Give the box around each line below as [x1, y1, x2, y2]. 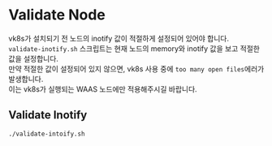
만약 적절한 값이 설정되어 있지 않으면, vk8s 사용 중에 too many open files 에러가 [8, 63, 265, 74]
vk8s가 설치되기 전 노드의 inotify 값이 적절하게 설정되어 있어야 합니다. [8, 33, 230, 43]
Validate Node [8, 6, 106, 24]
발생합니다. [8, 74, 44, 84]
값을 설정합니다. [8, 54, 59, 63]
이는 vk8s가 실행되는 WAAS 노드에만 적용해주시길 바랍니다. [8, 84, 197, 94]
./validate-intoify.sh [8, 130, 85, 138]
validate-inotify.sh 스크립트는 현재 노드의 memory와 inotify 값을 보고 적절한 [8, 43, 260, 54]
